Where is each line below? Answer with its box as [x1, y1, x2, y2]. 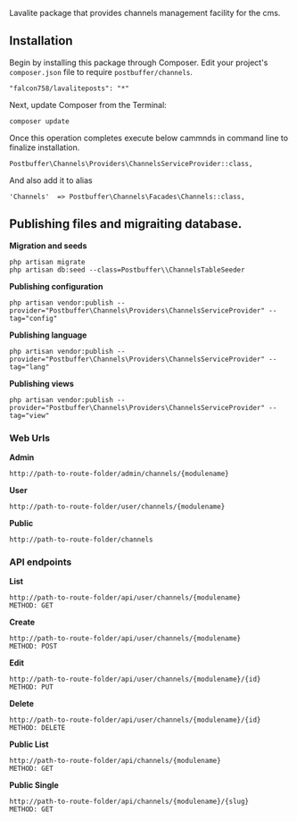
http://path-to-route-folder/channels [9, 535, 153, 544]
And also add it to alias [9, 174, 93, 186]
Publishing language [9, 330, 87, 340]
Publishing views [9, 378, 74, 389]
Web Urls [9, 431, 51, 444]
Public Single [9, 780, 60, 791]
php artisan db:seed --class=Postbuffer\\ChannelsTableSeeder [9, 265, 245, 274]
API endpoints [9, 556, 72, 568]
